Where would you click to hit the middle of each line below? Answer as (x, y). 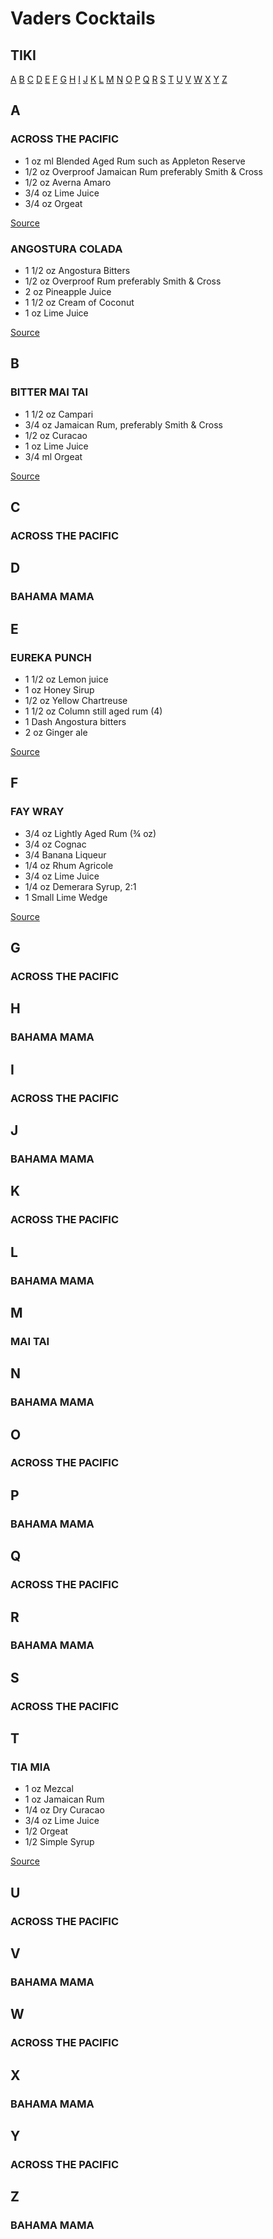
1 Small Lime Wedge (66, 897)
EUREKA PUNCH (51, 657)
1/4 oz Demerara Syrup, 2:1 (80, 886)
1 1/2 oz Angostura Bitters (77, 270)
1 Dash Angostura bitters (75, 721)
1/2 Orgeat (46, 1831)
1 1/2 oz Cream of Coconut (79, 302)
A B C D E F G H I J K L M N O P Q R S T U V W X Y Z (119, 79)
